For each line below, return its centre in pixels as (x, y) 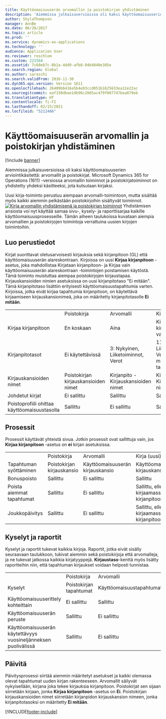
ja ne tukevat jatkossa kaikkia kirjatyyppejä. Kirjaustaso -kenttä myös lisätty (82, 560)
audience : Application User (34, 51)
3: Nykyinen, (124, 348)
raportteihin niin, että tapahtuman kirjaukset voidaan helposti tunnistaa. (77, 565)
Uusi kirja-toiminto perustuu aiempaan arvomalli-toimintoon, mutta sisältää (81, 195)
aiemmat (18, 493)
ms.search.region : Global (32, 70)
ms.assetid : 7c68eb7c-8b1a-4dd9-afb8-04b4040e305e (58, 65)
